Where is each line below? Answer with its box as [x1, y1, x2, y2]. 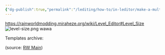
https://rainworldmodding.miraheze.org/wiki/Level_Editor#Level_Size [5, 20, 144, 26]
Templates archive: [5, 35, 44, 41]
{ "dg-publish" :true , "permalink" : [5, 7, 74, 12]
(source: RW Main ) [5, 44, 43, 50]
